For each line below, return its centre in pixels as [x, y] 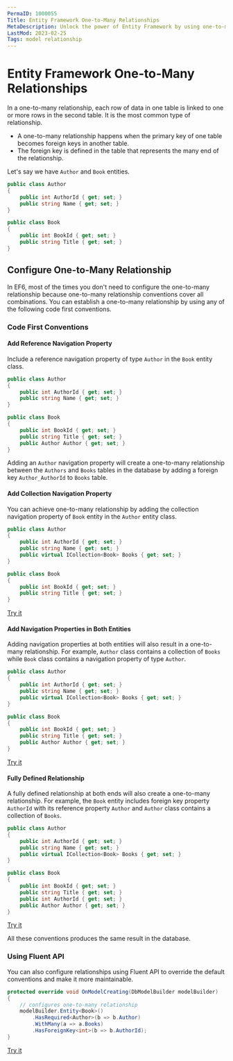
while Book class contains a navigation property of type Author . [97, 659]
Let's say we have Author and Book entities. [69, 172]
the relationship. [40, 158]
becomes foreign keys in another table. [73, 144]
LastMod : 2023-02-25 [37, 33]
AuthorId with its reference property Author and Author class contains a [109, 808]
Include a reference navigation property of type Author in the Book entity [110, 359]
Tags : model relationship [44, 40]
